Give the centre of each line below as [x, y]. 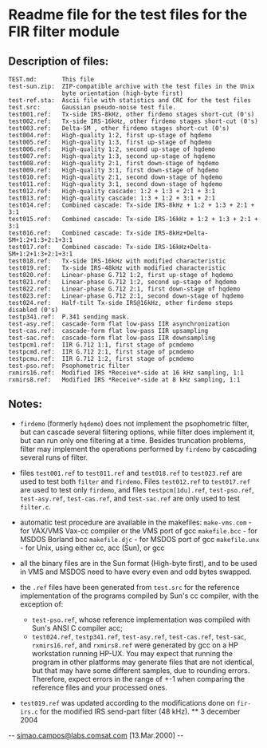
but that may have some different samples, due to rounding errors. [141, 670]
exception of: [41, 604]
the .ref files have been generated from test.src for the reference [130, 587]
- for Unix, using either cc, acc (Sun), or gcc [92, 548]
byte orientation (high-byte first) [122, 93]
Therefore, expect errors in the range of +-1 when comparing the [138, 679]
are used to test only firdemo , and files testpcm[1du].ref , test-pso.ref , [137, 489]
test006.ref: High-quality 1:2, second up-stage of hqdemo [112, 149]
